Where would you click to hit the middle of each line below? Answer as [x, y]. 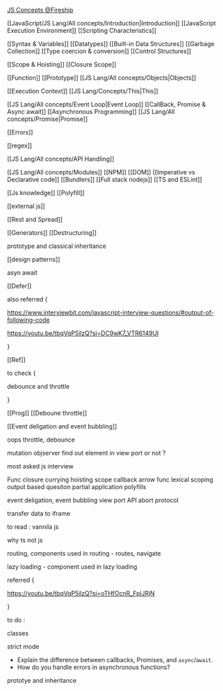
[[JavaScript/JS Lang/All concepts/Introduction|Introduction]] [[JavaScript [112, 23]
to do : [16, 620]
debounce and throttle [38, 386]
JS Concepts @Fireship [40, 10]
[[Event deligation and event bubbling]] [62, 426]
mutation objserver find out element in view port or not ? [87, 453]
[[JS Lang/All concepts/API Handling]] [61, 159]
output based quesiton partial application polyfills [77, 487]
